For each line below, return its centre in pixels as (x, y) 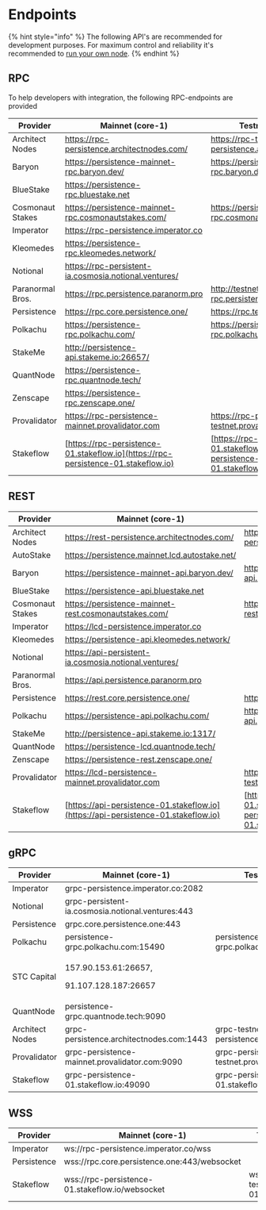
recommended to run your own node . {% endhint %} (94, 53)
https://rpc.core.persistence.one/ (126, 311)
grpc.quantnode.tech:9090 (115, 1016)
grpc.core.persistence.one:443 (123, 924)
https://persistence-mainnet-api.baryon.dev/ (149, 573)
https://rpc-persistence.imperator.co (134, 230)
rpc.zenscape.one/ (100, 402)
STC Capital (34, 977)
